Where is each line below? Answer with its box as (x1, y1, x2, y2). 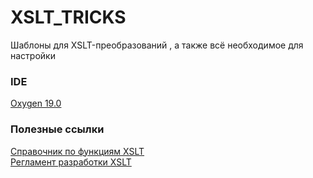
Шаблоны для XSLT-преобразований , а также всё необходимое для (10, 39, 304, 51)
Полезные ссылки (10, 122, 105, 136)
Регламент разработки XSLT (10, 156, 132, 168)
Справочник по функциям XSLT (10, 145, 145, 157)
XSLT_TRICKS (10, 6, 127, 29)
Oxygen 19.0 (10, 97, 62, 110)
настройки (10, 49, 56, 61)
